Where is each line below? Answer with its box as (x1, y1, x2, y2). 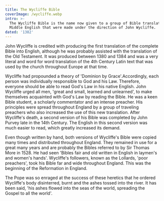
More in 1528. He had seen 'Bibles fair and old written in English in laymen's (5, 150, 157, 156)
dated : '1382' (5, 30, 34, 35)
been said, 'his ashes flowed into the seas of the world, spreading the (5, 185, 145, 191)
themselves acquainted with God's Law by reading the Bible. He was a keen (5, 94, 158, 100)
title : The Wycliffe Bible (5, 7, 60, 12)
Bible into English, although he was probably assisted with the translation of (5, 48, 157, 54)
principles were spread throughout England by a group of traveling (5, 104, 139, 110)
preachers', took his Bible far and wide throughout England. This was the (5, 160, 151, 166)
